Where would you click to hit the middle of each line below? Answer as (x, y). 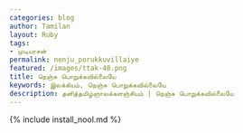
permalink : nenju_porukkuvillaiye (75, 60)
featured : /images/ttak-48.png (68, 69)
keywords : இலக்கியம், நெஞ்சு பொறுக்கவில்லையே (88, 85)
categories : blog (42, 18)
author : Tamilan (40, 26)
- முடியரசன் (28, 52)
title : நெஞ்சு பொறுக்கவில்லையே (63, 77)
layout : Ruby (34, 34)
